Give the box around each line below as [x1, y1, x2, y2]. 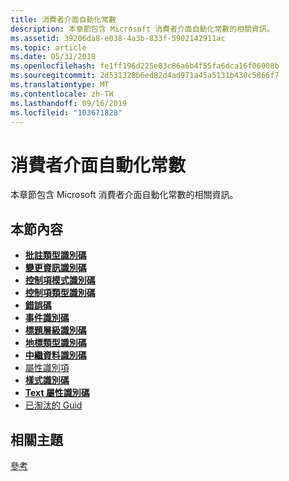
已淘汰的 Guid [24, 399, 83, 411]
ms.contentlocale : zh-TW [10, 89, 114, 99]
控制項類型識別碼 [24, 287, 96, 299]
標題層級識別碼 [24, 324, 87, 336]
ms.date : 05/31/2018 [10, 52, 97, 62]
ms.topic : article [10, 42, 87, 53]
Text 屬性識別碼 [24, 387, 90, 399]
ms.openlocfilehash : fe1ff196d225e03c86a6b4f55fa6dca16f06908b [10, 61, 280, 71]
